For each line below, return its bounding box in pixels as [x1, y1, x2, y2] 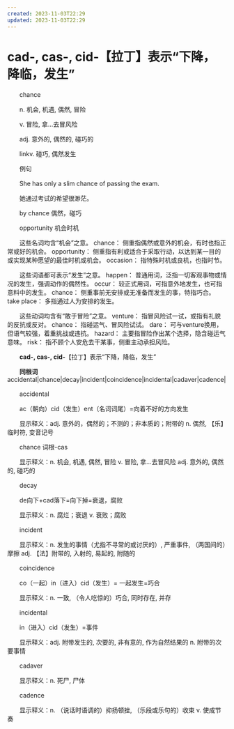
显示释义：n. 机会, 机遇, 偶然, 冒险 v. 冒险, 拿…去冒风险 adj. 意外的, [19, 458, 210, 466]
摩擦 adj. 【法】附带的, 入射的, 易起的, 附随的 [7, 549, 136, 558]
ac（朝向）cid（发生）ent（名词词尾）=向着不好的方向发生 [19, 405, 189, 413]
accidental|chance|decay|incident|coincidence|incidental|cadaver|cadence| [7, 376, 226, 384]
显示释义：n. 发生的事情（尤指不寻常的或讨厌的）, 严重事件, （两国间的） [19, 541, 226, 549]
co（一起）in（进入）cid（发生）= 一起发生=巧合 [19, 579, 160, 588]
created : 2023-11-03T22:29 [7, 10, 86, 17]
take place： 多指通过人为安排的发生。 [7, 297, 118, 305]
